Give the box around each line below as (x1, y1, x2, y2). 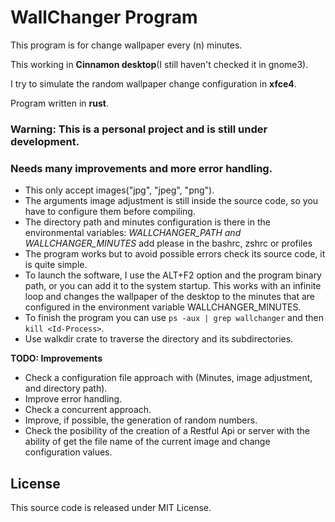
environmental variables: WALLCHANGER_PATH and (24, 227, 242, 239)
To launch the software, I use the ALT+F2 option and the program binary (24, 269, 322, 281)
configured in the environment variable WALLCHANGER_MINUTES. (24, 301, 302, 313)
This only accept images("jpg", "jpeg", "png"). (24, 184, 215, 196)
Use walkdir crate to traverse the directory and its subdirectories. (24, 333, 294, 345)
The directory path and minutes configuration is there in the (24, 216, 271, 228)
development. (10, 134, 80, 148)
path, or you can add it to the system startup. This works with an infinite (24, 280, 322, 292)
